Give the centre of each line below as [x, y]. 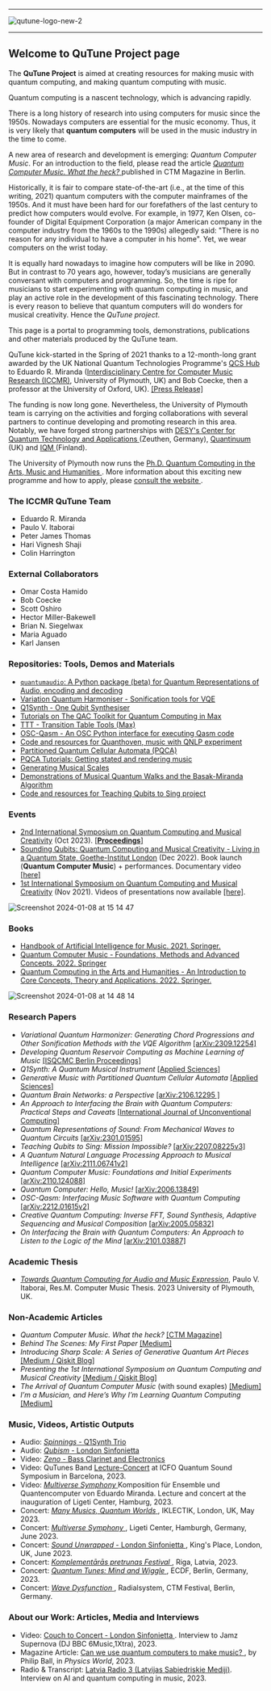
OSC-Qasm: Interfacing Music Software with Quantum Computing [130, 1197]
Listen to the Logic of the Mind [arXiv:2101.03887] [103, 1240]
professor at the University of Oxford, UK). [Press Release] [106, 389]
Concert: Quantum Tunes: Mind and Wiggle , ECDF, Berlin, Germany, [134, 1571]
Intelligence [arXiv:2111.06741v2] [74, 1163]
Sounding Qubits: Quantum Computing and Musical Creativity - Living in [140, 849]
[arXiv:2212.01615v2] [55, 1206]
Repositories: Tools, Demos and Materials [92, 664]
